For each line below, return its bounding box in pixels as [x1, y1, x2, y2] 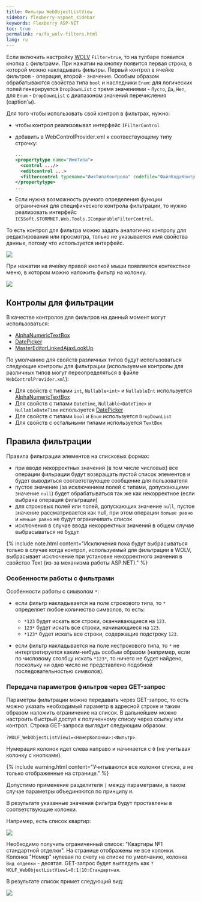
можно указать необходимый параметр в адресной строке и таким [6, 703, 181, 710]
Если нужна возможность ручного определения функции [14, 196, 163, 203]
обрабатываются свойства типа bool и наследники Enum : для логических [6, 79, 193, 86]
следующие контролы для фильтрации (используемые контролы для [6, 362, 184, 369]
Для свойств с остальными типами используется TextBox [14, 419, 163, 426]
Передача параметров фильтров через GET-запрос [6, 682, 166, 691]
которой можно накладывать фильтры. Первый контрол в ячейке [6, 66, 174, 73]
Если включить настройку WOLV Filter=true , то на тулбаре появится [6, 54, 185, 60]
